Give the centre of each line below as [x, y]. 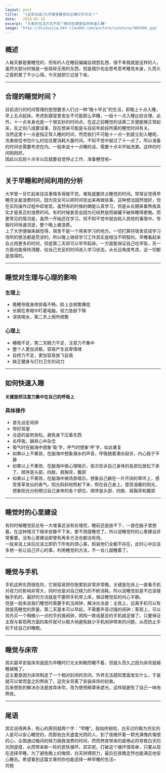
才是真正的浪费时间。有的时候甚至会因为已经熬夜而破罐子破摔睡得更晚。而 [85, 212]
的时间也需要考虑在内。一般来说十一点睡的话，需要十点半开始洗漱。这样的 [81, 146]
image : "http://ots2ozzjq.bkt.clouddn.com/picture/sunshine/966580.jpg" [82, 28]
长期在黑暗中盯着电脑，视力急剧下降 [49, 311]
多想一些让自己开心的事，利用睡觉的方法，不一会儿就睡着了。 [68, 550]
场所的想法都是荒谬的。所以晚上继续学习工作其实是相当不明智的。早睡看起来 [83, 237]
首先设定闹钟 [25, 422]
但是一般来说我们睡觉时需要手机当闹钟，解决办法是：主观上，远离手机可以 [81, 603]
